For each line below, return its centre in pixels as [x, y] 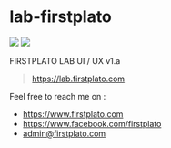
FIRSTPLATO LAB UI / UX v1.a [65, 60]
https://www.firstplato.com [73, 114]
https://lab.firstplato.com [78, 79]
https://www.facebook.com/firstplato [92, 123]
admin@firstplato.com [64, 133]
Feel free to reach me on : [58, 96]
